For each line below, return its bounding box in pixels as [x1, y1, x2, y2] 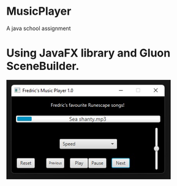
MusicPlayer [6, 4, 72, 18]
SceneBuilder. [6, 60, 80, 73]
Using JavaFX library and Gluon [6, 46, 171, 60]
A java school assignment [6, 25, 72, 32]
